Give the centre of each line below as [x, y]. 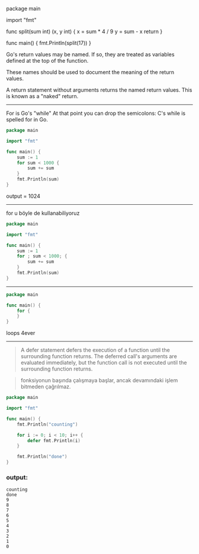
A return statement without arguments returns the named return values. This [99, 90]
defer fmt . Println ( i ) [54, 440]
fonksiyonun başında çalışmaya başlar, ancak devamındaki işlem [99, 381]
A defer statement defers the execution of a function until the [95, 350]
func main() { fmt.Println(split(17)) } [49, 43]
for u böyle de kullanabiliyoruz [43, 213]
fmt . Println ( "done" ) [42, 457]
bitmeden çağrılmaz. [46, 386]
